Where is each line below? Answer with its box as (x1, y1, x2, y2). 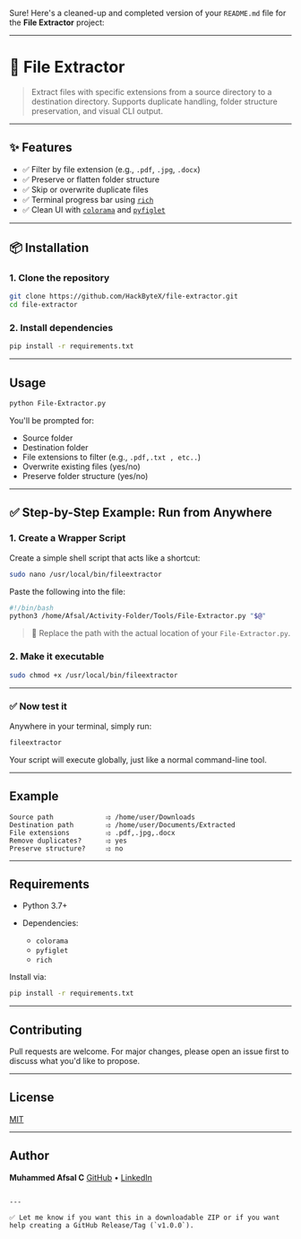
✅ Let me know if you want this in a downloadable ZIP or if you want (9, 1213, 280, 1222)
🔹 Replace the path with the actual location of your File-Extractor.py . (30, 628, 291, 639)
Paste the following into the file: (9, 586, 125, 597)
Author (9, 1148, 49, 1164)
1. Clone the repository (9, 272, 110, 284)
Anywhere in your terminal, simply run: (9, 720, 152, 731)
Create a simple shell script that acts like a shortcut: (9, 552, 201, 563)
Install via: (9, 972, 47, 982)
